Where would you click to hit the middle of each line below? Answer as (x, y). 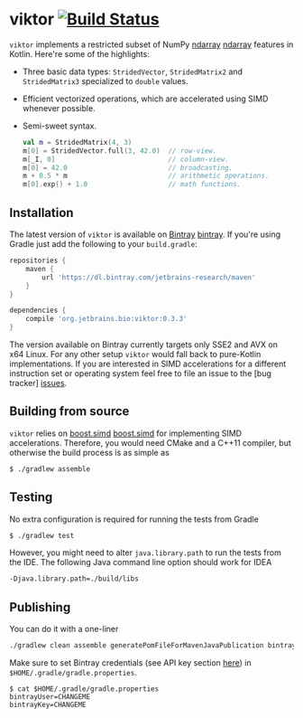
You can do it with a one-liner (64, 629)
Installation (41, 213)
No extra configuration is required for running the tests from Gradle (134, 519)
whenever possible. (59, 108)
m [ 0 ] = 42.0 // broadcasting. (128, 167)
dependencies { (38, 311)
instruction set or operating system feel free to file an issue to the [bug (141, 373)
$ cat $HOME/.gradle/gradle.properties (84, 689)
